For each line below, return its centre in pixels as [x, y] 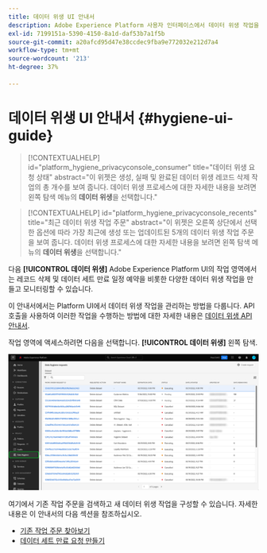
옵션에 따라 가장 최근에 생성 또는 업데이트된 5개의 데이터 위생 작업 [138, 232]
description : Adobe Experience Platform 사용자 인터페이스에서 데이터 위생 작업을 [134, 25]
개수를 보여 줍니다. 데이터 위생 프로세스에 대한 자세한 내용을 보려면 [154, 187]
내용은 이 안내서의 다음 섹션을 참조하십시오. [75, 513]
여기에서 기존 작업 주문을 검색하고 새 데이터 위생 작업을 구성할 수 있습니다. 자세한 [133, 504]
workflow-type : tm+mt [44, 50]
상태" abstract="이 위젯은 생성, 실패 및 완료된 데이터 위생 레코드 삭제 [143, 177]
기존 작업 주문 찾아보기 [55, 530]
